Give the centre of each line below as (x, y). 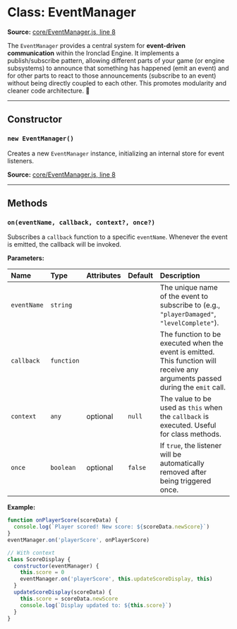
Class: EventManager (72, 12)
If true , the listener (191, 446)
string (61, 305)
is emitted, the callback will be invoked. (65, 245)
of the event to (184, 296)
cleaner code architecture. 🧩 (49, 90)
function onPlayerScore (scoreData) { (63, 520)
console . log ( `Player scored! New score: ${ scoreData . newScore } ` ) (112, 527)
